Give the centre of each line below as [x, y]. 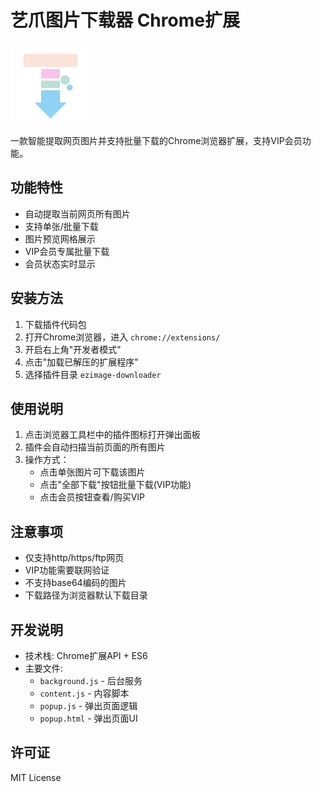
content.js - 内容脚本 [84, 693]
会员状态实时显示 [60, 263]
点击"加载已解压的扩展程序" [81, 362]
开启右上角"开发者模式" [73, 349]
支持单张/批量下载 [61, 226]
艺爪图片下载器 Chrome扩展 [125, 20]
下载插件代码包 [55, 324]
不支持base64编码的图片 [75, 583]
